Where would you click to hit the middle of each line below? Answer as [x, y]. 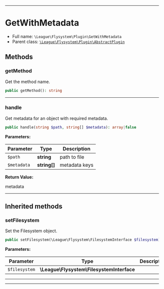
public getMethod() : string [34, 90]
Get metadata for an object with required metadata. [57, 118]
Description [77, 149]
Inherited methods [34, 207]
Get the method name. [28, 82]
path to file [72, 157]
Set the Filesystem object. [31, 231]
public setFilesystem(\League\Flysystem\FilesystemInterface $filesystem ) [83, 240]
